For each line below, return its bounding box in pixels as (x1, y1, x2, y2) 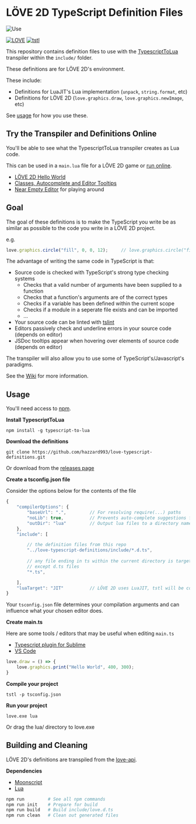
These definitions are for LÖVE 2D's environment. (6, 65, 125, 73)
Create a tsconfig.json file (6, 476, 71, 483)
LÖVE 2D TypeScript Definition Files (6, 6, 184, 19)
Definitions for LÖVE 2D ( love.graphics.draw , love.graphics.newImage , (14, 94, 184, 101)
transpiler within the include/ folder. (6, 54, 93, 61)
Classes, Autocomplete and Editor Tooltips (14, 179, 117, 187)
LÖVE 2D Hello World (14, 173, 66, 180)
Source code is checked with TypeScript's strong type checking (14, 269, 169, 276)
